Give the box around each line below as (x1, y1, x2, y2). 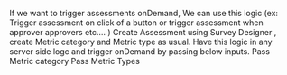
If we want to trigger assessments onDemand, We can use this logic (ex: (9, 8, 278, 18)
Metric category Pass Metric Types (9, 56, 140, 66)
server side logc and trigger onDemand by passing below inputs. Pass (9, 46, 271, 57)
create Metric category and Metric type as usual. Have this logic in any (9, 36, 273, 47)
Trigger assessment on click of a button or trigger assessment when (9, 17, 264, 28)
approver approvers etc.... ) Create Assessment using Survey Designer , (9, 27, 277, 37)
